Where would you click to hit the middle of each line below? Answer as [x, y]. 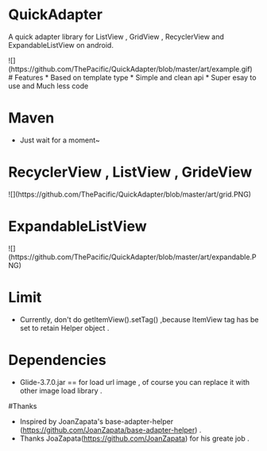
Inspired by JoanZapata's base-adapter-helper [96, 421]
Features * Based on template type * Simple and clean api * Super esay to [135, 77]
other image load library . [61, 391]
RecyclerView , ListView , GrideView [130, 172]
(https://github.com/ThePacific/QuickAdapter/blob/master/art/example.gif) [130, 68]
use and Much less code [48, 86]
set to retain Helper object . [64, 328]
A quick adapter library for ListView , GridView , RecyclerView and [116, 37]
